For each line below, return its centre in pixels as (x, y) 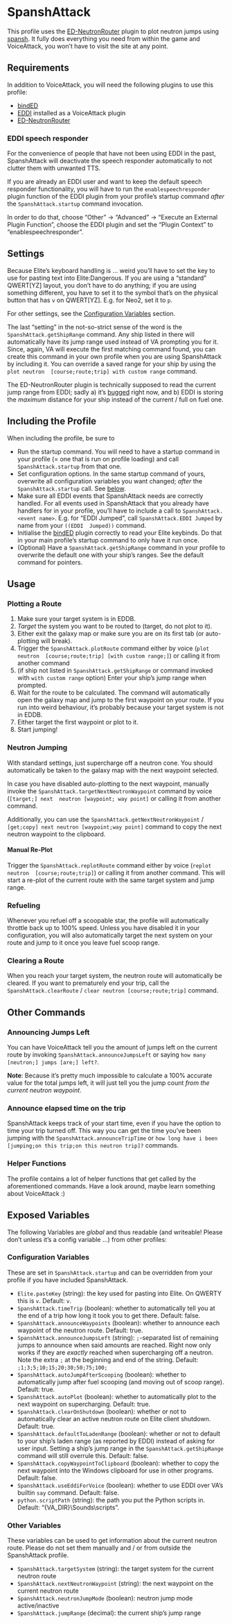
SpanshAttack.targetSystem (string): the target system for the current (115, 1569)
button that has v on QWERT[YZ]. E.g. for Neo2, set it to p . (90, 300)
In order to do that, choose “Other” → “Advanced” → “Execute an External (113, 217)
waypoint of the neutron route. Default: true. (80, 1330)
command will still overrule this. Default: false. (83, 1455)
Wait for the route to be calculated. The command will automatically (114, 693)
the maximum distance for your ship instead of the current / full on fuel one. (115, 399)
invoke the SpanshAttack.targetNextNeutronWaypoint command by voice (110, 791)
